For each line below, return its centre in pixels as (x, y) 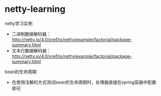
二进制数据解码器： (31, 34)
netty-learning (35, 9)
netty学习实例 (19, 23)
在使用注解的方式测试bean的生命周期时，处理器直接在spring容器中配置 (84, 82)
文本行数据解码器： (31, 50)
